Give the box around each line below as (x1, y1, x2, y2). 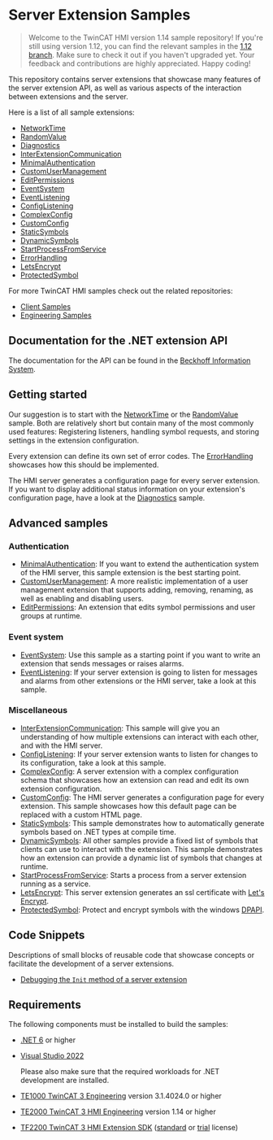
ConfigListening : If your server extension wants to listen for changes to (19, 749, 258, 758)
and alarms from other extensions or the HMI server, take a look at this (19, 675, 257, 685)
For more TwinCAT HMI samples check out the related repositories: (8, 286, 233, 295)
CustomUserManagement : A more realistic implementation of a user (19, 576, 249, 587)
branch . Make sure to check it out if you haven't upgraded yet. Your (28, 50, 255, 59)
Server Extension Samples (8, 6, 191, 24)
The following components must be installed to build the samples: (8, 1020, 229, 1029)
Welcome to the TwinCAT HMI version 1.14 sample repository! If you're (28, 33, 264, 42)
